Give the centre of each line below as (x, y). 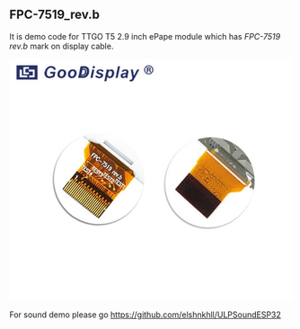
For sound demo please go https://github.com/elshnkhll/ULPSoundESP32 (145, 315)
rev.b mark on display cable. (62, 46)
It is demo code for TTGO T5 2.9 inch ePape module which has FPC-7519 (145, 36)
